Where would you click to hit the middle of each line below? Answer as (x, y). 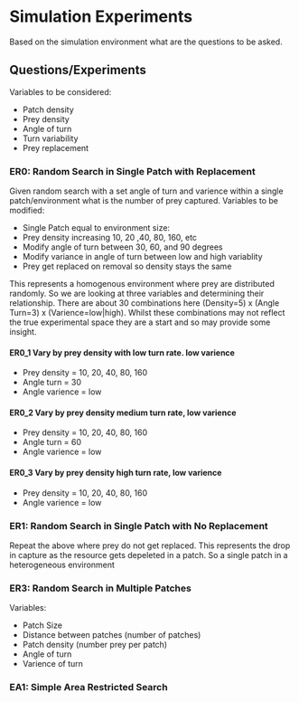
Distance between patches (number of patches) (112, 635)
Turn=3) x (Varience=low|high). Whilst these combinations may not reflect (147, 313)
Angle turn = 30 (52, 383)
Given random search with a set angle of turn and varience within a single (146, 191)
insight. (23, 332)
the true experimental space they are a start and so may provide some (140, 322)
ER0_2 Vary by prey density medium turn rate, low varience (123, 413)
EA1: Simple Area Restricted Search (89, 688)
